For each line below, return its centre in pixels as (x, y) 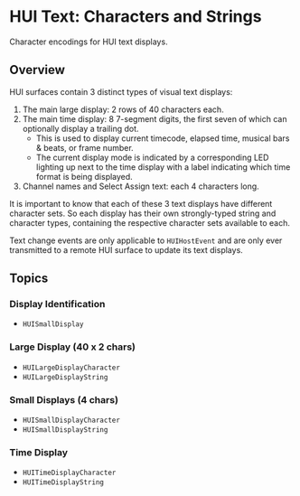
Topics (29, 279)
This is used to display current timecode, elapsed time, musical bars (163, 138)
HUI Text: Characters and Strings (136, 17)
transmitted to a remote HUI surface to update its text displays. (127, 249)
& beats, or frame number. (84, 147)
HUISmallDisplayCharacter (71, 421)
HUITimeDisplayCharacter (69, 473)
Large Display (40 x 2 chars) (73, 347)
